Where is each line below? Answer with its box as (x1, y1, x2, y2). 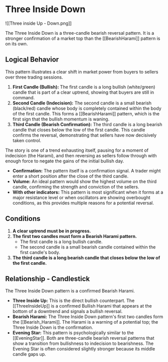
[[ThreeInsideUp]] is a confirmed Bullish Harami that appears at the (12, 303, 152, 309)
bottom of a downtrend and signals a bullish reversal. (12, 309, 123, 315)
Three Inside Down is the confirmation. (12, 324, 94, 331)
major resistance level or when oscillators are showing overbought (12, 194, 150, 200)
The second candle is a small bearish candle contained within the (20, 244, 156, 250)
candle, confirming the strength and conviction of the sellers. (12, 184, 139, 190)
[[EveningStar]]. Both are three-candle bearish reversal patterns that (12, 335, 154, 341)
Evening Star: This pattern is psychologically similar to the (12, 330, 134, 336)
